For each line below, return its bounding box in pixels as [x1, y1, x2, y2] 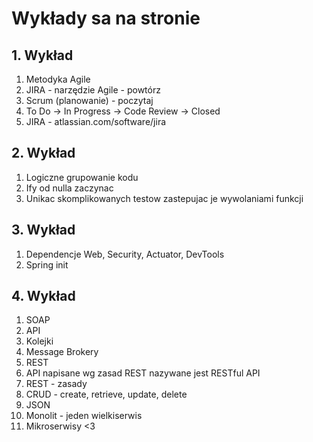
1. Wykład [11, 47, 74, 64]
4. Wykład [11, 288, 76, 305]
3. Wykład [11, 222, 76, 239]
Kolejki [25, 335, 54, 347]
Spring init [25, 258, 69, 271]
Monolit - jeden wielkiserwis [25, 410, 143, 422]
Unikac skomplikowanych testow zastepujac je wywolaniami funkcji [25, 192, 304, 204]
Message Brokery [25, 346, 99, 358]
